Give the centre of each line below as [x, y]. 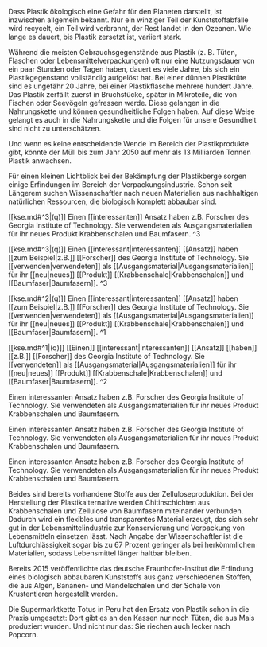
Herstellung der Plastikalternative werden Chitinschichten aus [109, 502]
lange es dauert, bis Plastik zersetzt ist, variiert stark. [95, 37]
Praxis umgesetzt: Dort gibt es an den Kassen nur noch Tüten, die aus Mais [132, 618]
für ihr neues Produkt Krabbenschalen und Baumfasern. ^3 [104, 234]
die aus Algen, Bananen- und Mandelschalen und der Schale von [114, 585]
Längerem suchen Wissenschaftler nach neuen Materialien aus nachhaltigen [133, 193]
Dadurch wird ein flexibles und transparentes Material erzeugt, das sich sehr [133, 519]
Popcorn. [23, 635]
